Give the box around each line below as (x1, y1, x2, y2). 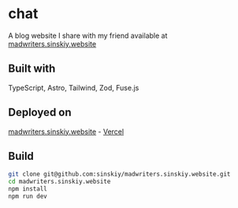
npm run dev (8, 192, 47, 200)
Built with (8, 62, 56, 76)
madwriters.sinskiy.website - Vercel (8, 127, 125, 136)
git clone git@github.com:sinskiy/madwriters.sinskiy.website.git (8, 170, 231, 178)
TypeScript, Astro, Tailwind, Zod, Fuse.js (8, 83, 139, 92)
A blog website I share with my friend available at (8, 31, 168, 40)
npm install (8, 185, 47, 193)
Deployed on (8, 106, 73, 119)
